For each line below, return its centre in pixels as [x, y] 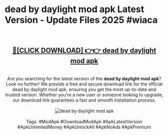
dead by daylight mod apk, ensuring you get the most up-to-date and [84, 89]
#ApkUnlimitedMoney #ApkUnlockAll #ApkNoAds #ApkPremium [84, 127]
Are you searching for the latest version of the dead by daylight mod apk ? [84, 78]
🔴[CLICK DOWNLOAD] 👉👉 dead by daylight [84, 51]
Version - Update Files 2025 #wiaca [81, 20]
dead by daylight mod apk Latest [74, 9]
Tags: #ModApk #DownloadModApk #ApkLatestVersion [84, 121]
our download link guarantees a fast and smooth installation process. [84, 100]
